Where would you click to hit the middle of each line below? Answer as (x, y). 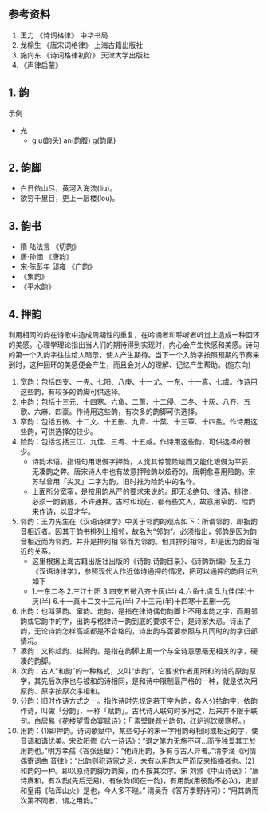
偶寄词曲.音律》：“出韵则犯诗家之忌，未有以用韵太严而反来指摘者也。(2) (137, 761)
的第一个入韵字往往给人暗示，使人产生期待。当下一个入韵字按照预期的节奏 (130, 355)
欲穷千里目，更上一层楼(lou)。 (69, 199)
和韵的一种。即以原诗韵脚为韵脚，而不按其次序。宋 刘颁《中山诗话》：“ (136, 771)
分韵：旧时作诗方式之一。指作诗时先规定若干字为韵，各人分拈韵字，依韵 (138, 701)
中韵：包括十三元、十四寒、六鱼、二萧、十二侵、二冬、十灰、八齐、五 (135, 402)
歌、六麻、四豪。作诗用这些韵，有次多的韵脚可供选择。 (110, 412)
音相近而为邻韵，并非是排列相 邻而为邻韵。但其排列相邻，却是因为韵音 (136, 542)
